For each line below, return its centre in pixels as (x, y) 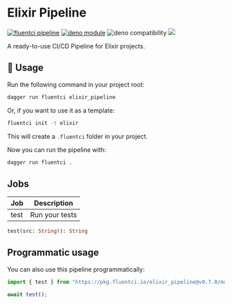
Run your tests (54, 215)
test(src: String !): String (48, 231)
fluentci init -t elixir (43, 123)
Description (54, 203)
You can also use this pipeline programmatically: (76, 269)
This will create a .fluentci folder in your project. (78, 136)
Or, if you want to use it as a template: (61, 110)
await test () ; (28, 294)
